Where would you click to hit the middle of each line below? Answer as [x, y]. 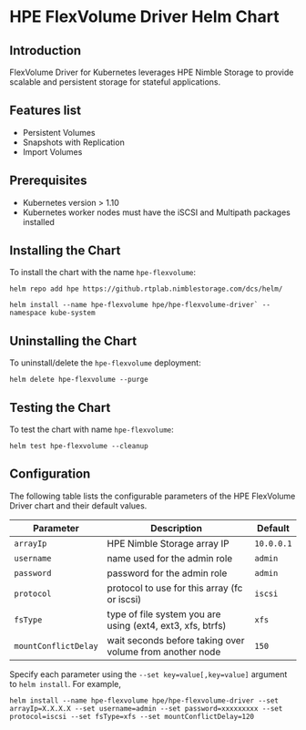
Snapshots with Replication [73, 142]
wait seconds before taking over [176, 640]
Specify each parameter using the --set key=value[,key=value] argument [148, 674]
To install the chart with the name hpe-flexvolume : [103, 272]
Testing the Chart [60, 407]
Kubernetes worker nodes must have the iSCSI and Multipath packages [157, 212]
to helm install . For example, [65, 684]
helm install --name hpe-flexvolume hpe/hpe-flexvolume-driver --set [144, 700]
